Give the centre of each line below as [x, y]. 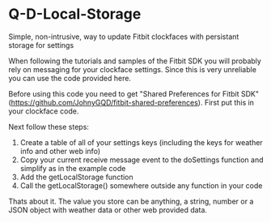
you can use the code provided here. [70, 78]
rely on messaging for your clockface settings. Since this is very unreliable [133, 69]
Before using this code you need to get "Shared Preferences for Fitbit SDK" [133, 93]
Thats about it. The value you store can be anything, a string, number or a [131, 201]
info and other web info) [60, 151]
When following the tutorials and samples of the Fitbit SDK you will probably [135, 61]
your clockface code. [44, 111]
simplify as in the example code [73, 168]
